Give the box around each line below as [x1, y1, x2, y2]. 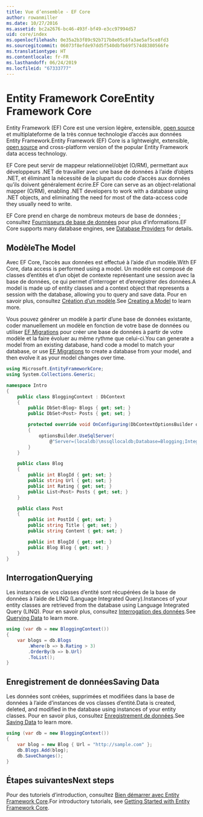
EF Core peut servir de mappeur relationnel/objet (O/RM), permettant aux [6, 162, 188, 169]
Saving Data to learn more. [6, 719, 73, 726]
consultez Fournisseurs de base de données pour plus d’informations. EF [6, 219, 187, 226]
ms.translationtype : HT [6, 48, 66, 55]
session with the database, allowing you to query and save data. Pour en [6, 291, 187, 298]
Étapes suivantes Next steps [6, 775, 115, 785]
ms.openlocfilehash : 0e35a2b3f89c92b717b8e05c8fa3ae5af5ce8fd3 [6, 37, 169, 43]
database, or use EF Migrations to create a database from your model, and [6, 348, 192, 355]
